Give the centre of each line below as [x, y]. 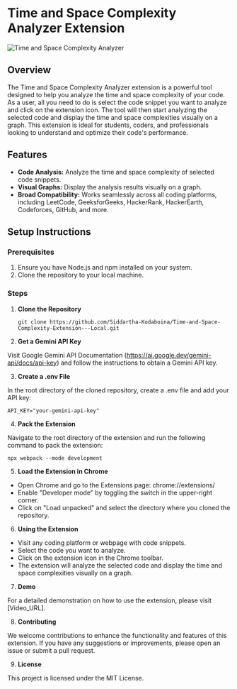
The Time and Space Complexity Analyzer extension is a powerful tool [110, 87]
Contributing [37, 622]
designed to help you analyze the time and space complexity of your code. [116, 94]
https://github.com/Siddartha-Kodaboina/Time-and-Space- [135, 322]
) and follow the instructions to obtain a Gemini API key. [137, 363]
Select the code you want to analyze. [71, 550]
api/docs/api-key [32, 363]
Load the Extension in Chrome [63, 471]
